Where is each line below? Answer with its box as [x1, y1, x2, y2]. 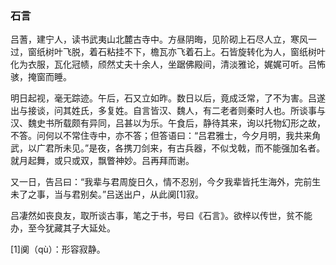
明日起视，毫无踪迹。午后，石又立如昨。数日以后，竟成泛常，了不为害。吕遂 [10, 92, 326, 104]
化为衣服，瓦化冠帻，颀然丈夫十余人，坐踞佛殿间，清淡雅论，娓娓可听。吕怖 [10, 58, 326, 71]
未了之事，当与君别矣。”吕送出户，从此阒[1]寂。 [10, 188, 205, 201]
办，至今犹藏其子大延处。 [10, 222, 116, 234]
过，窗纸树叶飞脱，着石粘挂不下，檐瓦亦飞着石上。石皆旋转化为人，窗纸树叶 [10, 46, 326, 58]
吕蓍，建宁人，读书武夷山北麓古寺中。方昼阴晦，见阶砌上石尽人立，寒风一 [10, 33, 317, 46]
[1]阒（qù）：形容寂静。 [10, 243, 106, 256]
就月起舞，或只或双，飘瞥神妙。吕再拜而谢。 [10, 155, 195, 167]
